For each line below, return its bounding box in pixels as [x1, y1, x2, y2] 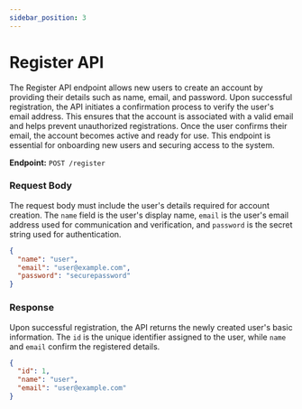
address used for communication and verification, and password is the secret [9, 218, 293, 230]
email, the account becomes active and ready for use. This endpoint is [9, 130, 271, 141]
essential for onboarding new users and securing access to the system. [9, 139, 275, 150]
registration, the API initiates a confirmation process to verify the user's [9, 101, 275, 112]
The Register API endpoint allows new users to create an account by [9, 82, 263, 93]
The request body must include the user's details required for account [9, 200, 270, 210]
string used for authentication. [9, 228, 122, 239]
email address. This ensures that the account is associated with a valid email [9, 110, 294, 122]
